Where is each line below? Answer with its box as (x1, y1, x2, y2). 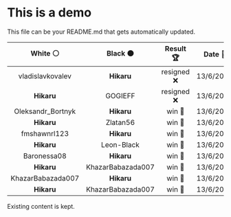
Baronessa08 (23, 151, 67, 161)
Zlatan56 (105, 117, 135, 127)
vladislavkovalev (18, 71, 72, 80)
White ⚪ (30, 48, 60, 58)
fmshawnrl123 (21, 128, 69, 138)
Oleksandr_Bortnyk (14, 106, 76, 116)
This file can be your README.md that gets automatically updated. (7, 27, 196, 36)
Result (164, 43, 187, 53)
